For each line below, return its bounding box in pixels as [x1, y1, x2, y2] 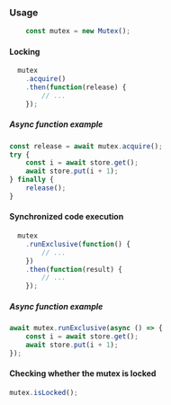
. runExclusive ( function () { [25, 239, 130, 248]
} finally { [9, 175, 54, 184]
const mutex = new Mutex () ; [25, 27, 130, 36]
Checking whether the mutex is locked [9, 368, 157, 379]
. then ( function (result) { [25, 265, 123, 274]
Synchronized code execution [9, 211, 124, 222]
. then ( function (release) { [25, 83, 127, 92]
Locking [9, 46, 40, 57]
